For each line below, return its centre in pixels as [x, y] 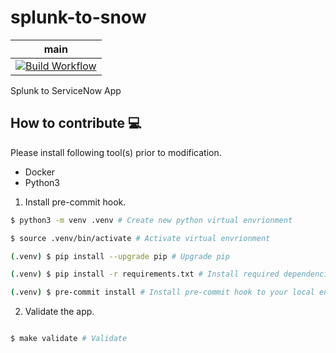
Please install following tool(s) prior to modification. [116, 152]
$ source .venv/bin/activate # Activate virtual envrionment [140, 238]
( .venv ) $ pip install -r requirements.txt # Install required [145, 274]
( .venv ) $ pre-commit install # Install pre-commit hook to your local [162, 292]
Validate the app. [59, 312]
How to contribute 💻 [76, 123]
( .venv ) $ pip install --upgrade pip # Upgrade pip [120, 256]
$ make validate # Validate [69, 339]
